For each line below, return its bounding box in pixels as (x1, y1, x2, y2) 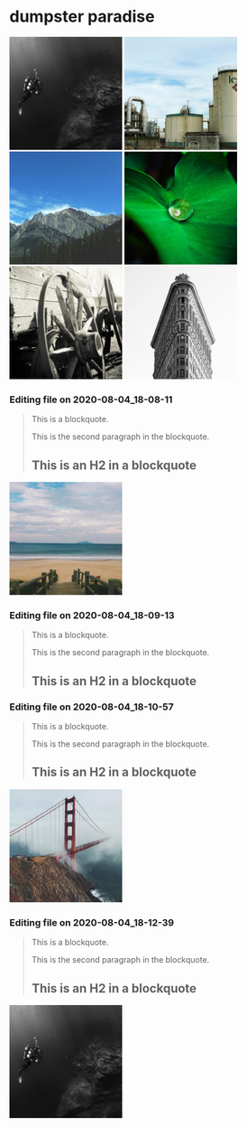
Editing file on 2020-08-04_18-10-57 (9, 700, 174, 713)
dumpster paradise (9, 6, 155, 27)
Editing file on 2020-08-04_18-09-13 (9, 608, 175, 621)
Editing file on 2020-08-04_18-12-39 (9, 916, 174, 928)
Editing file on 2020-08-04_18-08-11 (9, 393, 173, 406)
